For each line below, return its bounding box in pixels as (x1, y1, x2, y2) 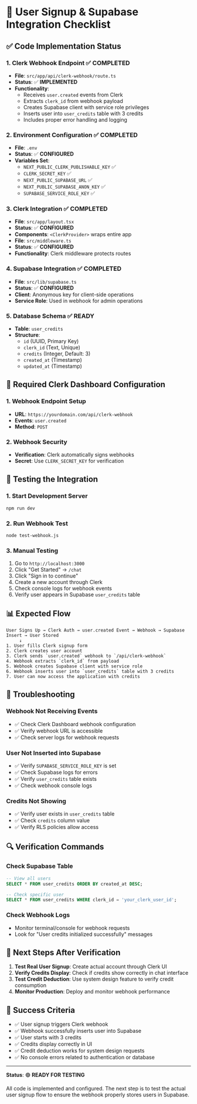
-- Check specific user (6, 891, 64, 898)
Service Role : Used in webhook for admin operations (14, 297, 143, 304)
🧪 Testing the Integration (6, 474, 98, 484)
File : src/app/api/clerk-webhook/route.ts (14, 72, 116, 79)
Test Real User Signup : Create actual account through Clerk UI (14, 963, 167, 970)
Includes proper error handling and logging (23, 116, 127, 123)
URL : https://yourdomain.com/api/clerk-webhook (14, 411, 133, 418)
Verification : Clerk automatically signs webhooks (14, 451, 135, 458)
